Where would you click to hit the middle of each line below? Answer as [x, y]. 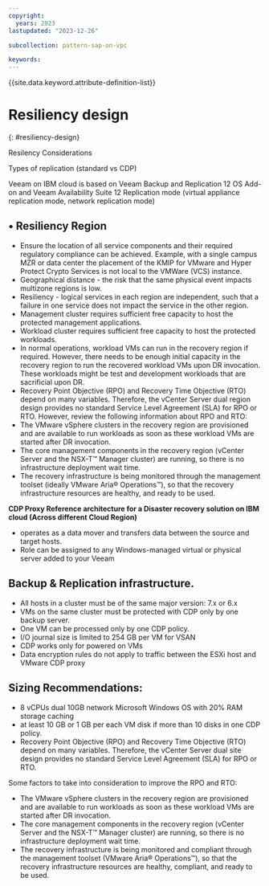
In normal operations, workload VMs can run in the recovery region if [134, 348]
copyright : [26, 16]
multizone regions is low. [61, 288]
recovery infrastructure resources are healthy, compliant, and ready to [136, 866]
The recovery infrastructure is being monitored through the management [140, 476]
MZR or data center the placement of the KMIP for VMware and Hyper [136, 263]
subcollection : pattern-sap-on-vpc [68, 45]
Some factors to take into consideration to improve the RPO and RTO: [123, 782]
